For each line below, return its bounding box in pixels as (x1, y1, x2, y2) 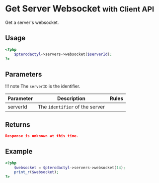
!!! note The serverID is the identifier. (5, 83, 80, 90)
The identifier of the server (37, 103, 105, 110)
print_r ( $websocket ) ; (14, 170, 59, 175)
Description (57, 95, 86, 102)
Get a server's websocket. (5, 19, 59, 25)
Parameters (5, 70, 42, 79)
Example (5, 147, 33, 156)
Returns (5, 120, 31, 129)
